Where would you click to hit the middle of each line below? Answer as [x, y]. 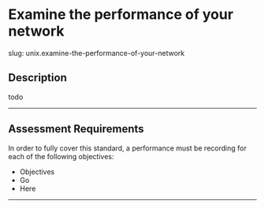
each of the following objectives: [61, 156]
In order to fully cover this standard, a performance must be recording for [127, 148]
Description [37, 78]
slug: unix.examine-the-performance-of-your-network [97, 53]
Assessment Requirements [76, 129]
